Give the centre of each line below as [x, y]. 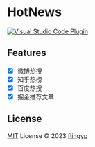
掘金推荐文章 [35, 96]
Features [27, 53]
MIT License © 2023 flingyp [47, 135]
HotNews [35, 12]
